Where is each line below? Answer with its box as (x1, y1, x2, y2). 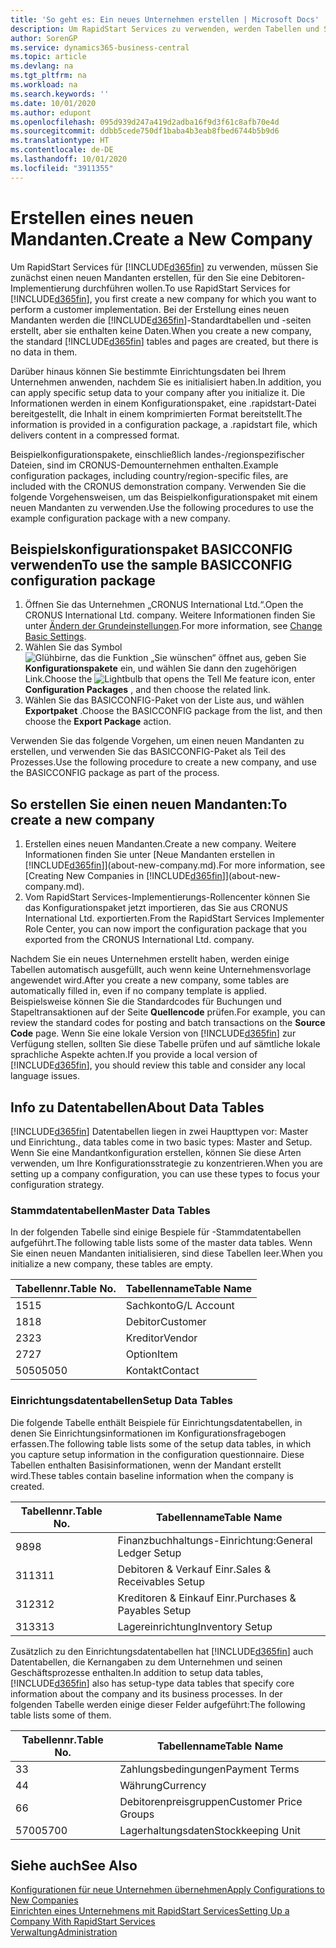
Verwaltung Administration (10, 1926, 118, 1938)
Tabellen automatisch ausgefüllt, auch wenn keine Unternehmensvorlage (10, 964, 312, 976)
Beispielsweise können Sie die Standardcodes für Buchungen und (10, 996, 282, 1008)
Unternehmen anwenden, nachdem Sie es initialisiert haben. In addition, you (10, 376, 322, 388)
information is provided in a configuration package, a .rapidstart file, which (10, 418, 318, 430)
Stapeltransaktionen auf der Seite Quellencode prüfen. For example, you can (10, 1006, 326, 1018)
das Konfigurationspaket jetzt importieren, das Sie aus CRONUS (24, 902, 288, 914)
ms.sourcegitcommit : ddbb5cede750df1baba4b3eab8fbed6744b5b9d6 (10, 126, 280, 136)
